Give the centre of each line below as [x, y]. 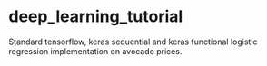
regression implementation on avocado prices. [95, 51]
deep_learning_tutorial [96, 17]
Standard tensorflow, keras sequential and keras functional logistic [133, 42]
